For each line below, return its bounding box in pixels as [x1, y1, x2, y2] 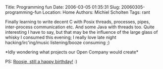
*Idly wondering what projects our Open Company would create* [5, 49, 139, 55]
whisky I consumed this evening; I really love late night [5, 34, 116, 40]
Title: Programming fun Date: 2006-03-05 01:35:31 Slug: [5, 4, 120, 10]
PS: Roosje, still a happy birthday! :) [5, 59, 78, 64]
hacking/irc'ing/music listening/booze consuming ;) [5, 40, 110, 46]
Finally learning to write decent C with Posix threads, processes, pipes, [5, 19, 150, 24]
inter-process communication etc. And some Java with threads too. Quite [5, 24, 155, 30]
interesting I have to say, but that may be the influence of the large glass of [5, 29, 158, 35]
